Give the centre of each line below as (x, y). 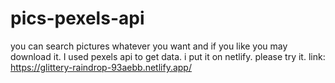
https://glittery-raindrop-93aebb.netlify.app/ (101, 67)
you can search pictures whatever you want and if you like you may (149, 46)
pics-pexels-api (77, 18)
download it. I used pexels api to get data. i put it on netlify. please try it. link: (168, 56)
